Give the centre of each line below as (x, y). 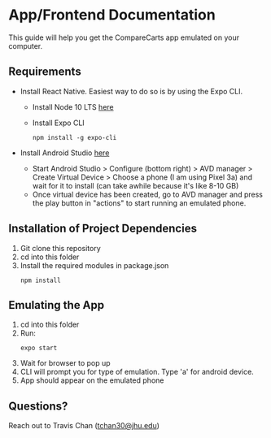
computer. (26, 46)
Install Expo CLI (59, 123)
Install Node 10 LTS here (73, 106)
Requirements (45, 72)
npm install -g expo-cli (74, 137)
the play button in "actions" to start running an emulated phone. (139, 203)
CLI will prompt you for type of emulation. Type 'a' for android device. (137, 372)
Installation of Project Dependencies (103, 229)
